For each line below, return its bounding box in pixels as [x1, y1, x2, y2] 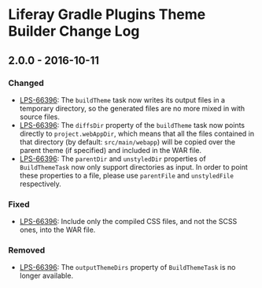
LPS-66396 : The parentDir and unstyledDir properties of [19, 154, 206, 163]
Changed [8, 77, 45, 88]
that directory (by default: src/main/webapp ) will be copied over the [19, 137, 236, 147]
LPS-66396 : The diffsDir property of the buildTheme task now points [19, 120, 245, 129]
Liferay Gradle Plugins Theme [8, 6, 206, 24]
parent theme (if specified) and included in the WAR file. [19, 145, 202, 155]
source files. [19, 112, 61, 122]
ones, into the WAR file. [19, 225, 96, 234]
